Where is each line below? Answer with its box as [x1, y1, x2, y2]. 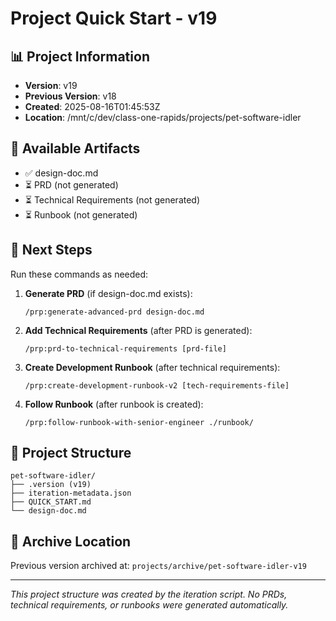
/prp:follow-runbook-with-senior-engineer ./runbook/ [24, 417, 254, 427]
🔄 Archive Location [10, 533, 132, 550]
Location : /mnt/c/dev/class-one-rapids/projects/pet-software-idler [24, 112, 302, 123]
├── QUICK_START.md [10, 497, 92, 507]
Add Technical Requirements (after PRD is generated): [24, 324, 253, 336]
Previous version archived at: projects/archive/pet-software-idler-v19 [10, 560, 307, 572]
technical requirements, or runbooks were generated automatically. [10, 599, 289, 611]
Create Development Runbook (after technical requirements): [24, 361, 281, 373]
